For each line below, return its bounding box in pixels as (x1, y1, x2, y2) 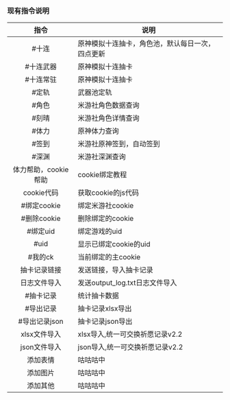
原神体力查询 (77, 126, 120, 136)
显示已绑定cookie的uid (77, 239, 151, 249)
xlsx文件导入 (20, 329, 62, 339)
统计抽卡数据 (77, 291, 120, 301)
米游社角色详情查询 (77, 113, 140, 123)
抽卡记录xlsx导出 (77, 304, 132, 314)
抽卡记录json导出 (77, 317, 133, 327)
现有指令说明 (7, 5, 50, 15)
